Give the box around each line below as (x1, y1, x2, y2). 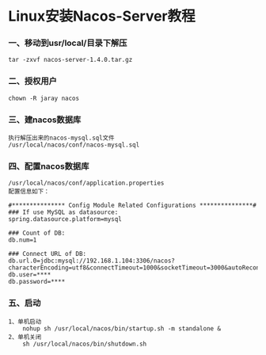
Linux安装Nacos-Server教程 (8, 7, 196, 25)
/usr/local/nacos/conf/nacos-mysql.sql (8, 141, 140, 149)
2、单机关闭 (8, 333, 42, 341)
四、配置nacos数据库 (8, 161, 89, 171)
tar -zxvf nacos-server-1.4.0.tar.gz (8, 56, 133, 64)
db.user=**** (8, 271, 51, 279)
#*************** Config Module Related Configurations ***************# (8, 201, 257, 210)
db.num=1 (8, 236, 37, 244)
